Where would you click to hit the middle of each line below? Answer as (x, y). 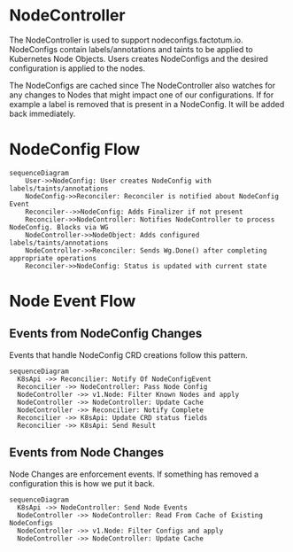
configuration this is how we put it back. (82, 483)
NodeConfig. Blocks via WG (59, 227)
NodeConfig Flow (75, 149)
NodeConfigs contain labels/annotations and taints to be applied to (131, 49)
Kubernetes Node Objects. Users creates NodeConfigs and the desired (139, 58)
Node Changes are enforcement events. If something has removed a (134, 474)
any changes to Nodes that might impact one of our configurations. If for (142, 95)
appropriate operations (53, 258)
